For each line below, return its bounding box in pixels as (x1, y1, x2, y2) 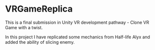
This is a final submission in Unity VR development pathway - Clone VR (5, 19, 149, 25)
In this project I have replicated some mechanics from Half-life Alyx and (5, 34, 150, 40)
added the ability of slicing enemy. (5, 39, 75, 45)
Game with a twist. (5, 24, 43, 30)
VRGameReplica (5, 3, 73, 15)
